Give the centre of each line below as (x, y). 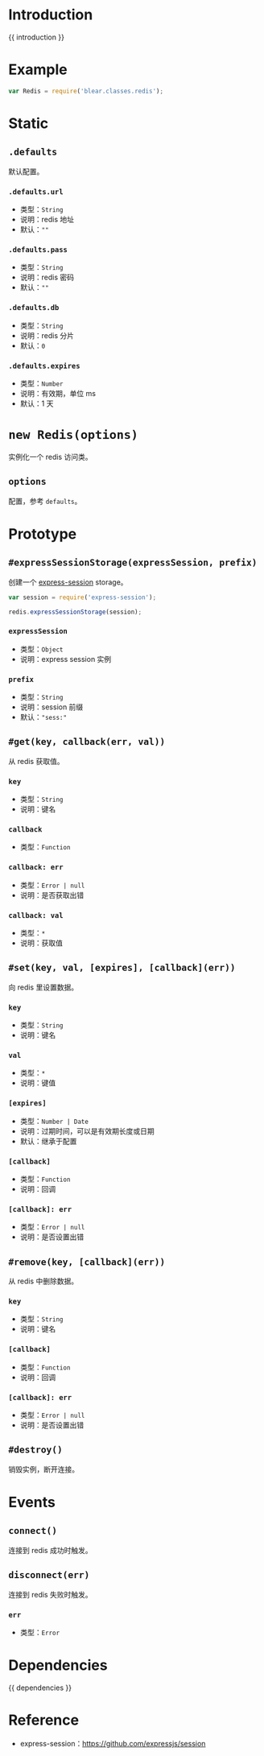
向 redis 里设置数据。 (43, 987)
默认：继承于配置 (48, 1141)
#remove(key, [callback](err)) (87, 1262)
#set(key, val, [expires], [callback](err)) (122, 968)
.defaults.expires (44, 366)
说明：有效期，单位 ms (58, 393)
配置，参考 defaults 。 (45, 501)
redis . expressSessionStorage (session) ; (75, 612)
